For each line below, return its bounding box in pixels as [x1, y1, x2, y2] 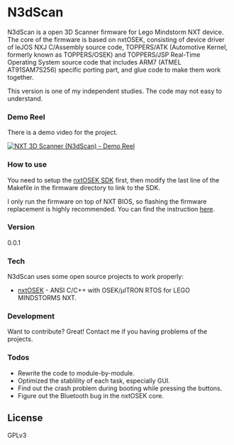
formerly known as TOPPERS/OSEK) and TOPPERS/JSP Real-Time [7, 50, 201, 59]
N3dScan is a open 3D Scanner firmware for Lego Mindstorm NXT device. [7, 28, 224, 36]
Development [7, 312, 55, 322]
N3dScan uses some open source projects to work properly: [7, 273, 184, 281]
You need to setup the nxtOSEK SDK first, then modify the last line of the [7, 175, 220, 185]
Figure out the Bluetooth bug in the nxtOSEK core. [17, 391, 165, 400]
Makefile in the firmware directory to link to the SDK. [7, 183, 161, 192]
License [7, 412, 43, 424]
